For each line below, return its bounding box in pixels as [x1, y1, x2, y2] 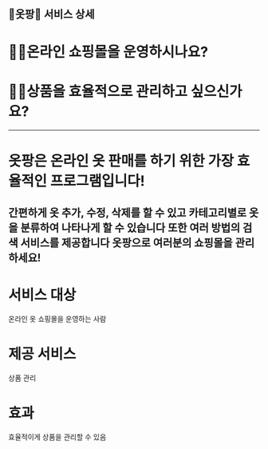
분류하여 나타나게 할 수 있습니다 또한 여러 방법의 [20, 221, 241, 235]
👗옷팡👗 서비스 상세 [8, 7, 95, 22]
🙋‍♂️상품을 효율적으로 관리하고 [8, 82, 188, 100]
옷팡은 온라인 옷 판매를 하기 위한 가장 [8, 151, 234, 170]
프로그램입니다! [49, 171, 145, 190]
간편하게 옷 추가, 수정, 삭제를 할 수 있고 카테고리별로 [8, 206, 247, 220]
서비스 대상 [8, 287, 77, 304]
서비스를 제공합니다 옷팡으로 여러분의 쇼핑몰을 [20, 236, 233, 250]
